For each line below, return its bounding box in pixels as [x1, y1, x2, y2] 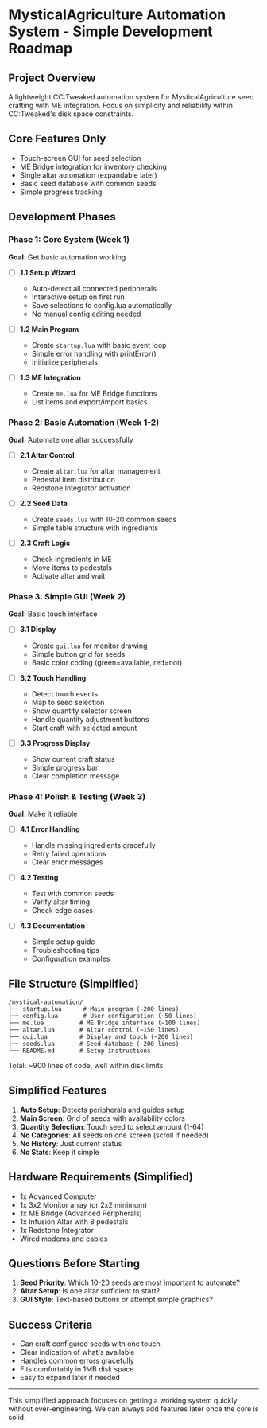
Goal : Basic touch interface [8, 609, 98, 618]
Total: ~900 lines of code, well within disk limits [8, 1060, 164, 1070]
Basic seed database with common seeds [19, 178, 157, 188]
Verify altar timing [31, 897, 91, 907]
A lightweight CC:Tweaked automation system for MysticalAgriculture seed [8, 92, 254, 101]
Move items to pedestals [31, 563, 113, 572]
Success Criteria [8, 1317, 93, 1331]
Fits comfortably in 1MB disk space [19, 1364, 135, 1374]
